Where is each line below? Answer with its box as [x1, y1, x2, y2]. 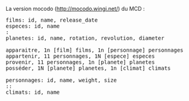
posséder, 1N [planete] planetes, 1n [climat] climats [5, 65, 171, 72]
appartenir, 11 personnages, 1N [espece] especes [5, 53, 155, 60]
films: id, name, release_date [5, 17, 98, 23]
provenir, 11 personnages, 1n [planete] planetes [5, 59, 155, 66]
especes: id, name [5, 23, 60, 29]
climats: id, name [5, 89, 60, 96]
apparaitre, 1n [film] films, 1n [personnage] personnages [5, 47, 184, 54]
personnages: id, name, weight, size [5, 77, 117, 84]
